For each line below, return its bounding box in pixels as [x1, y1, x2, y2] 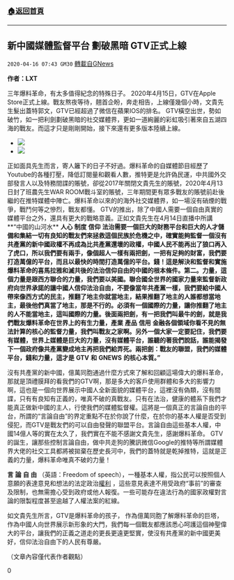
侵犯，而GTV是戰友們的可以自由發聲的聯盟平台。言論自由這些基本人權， [7, 421, 215, 429]
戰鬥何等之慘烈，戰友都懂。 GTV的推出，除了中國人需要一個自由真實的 [19, 205, 223, 214]
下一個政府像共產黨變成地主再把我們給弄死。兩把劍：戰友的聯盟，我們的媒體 [7, 345, 227, 353]
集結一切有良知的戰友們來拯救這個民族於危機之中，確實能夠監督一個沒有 [19, 232, 227, 240]
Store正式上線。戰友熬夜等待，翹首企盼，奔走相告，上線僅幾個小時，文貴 [7, 98, 218, 106]
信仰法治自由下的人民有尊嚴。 [19, 537, 105, 546]
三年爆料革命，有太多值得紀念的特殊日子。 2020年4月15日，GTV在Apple [7, 89, 216, 98]
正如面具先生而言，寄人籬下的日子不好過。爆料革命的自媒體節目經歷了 [7, 162, 209, 170]
